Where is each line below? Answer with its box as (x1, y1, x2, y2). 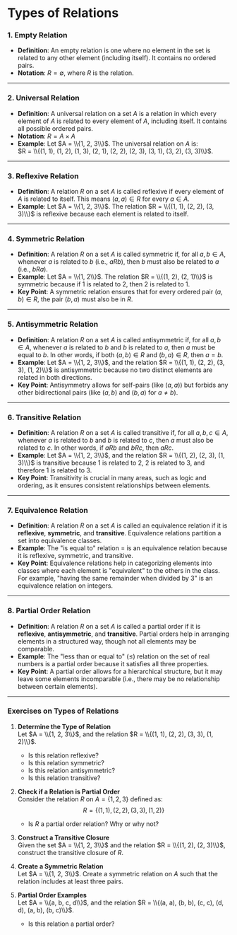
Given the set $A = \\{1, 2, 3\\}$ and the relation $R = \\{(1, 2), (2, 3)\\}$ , (17, 840, 226, 849)
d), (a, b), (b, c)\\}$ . (17, 905, 74, 914)
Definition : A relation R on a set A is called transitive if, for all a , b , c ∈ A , (17, 428, 229, 436)
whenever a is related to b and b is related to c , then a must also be (17, 436, 214, 444)
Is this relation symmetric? (28, 758, 104, 767)
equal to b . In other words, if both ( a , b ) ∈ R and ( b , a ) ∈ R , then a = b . (17, 350, 224, 359)
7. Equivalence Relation (7, 505, 88, 515)
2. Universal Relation (7, 93, 80, 103)
